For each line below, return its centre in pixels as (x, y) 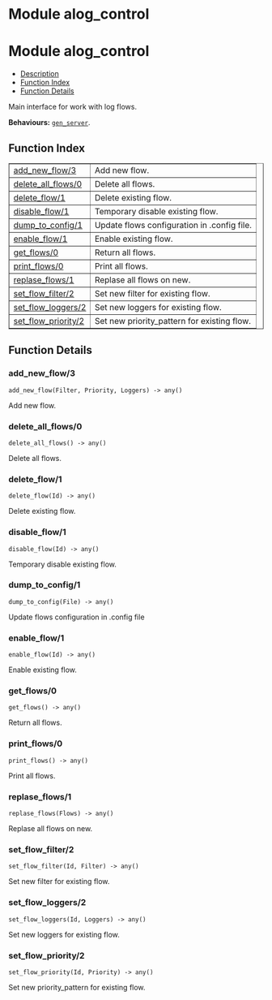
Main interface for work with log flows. (73, 107)
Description (39, 74)
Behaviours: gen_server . (49, 123)
